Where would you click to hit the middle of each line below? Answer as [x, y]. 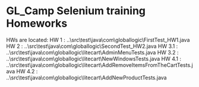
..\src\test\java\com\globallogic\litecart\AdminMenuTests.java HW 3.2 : [92, 52]
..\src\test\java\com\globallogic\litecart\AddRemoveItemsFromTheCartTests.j [99, 65]
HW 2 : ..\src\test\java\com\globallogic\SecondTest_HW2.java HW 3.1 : [92, 46]
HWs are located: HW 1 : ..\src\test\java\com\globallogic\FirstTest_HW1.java [98, 40]
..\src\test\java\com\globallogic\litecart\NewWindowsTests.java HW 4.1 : [94, 59]
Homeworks [37, 23]
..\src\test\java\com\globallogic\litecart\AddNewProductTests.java [87, 78]
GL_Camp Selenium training [76, 11]
